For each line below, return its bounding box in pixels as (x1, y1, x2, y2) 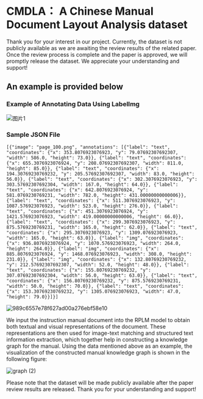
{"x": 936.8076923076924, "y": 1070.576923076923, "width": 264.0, (6, 240, 182, 246)
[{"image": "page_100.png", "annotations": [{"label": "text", (6, 144, 171, 150)
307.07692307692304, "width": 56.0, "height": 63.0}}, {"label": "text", (6, 272, 198, 279)
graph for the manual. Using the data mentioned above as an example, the (6, 342, 193, 350)
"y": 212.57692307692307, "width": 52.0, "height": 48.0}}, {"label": (6, 262, 190, 268)
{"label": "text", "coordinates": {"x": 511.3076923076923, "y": (6, 197, 176, 203)
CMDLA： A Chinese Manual (6, 4, 154, 18)
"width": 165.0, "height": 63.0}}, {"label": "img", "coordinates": (6, 235, 184, 241)
